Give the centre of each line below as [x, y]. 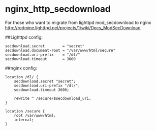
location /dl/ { [22, 77]
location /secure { [25, 111]
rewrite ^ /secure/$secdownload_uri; [53, 98]
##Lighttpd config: [24, 37]
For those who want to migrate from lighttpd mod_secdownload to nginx [78, 22]
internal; [24, 120]
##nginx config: [21, 68]
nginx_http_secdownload [58, 9]
